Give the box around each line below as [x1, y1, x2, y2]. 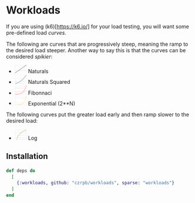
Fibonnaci [28, 89, 52, 96]
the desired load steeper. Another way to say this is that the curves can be [6, 46, 186, 53]
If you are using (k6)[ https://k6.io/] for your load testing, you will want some [6, 23, 189, 30]
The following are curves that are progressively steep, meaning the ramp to [6, 40, 189, 48]
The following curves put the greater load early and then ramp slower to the [6, 111, 190, 118]
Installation [6, 151, 48, 161]
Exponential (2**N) [28, 100, 75, 107]
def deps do [6, 168, 35, 174]
